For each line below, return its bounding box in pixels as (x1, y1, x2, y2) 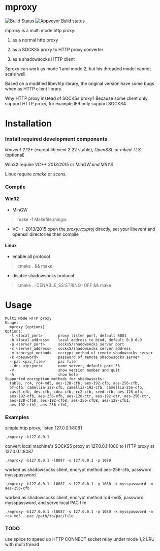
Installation (5, 118, 52, 129)
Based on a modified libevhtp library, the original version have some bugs (5, 81, 154, 86)
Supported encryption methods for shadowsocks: (5, 376, 105, 381)
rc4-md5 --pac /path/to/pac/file (5, 513, 74, 518)
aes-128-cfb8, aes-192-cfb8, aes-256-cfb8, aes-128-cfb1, (9, 398, 131, 403)
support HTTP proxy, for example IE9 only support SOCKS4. (5, 100, 127, 106)
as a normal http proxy (12, 37, 58, 43)
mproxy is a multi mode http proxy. (5, 27, 75, 33)
